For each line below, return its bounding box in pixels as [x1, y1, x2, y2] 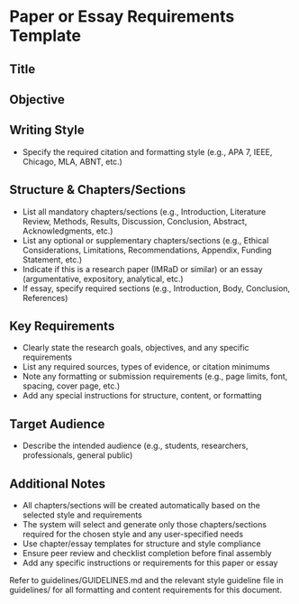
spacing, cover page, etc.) [22, 380, 121, 391]
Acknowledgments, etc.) [22, 225, 113, 236]
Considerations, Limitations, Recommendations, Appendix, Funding [22, 244, 272, 255]
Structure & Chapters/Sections [9, 182, 186, 197]
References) [22, 292, 68, 303]
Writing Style [9, 123, 85, 138]
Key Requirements [9, 318, 115, 334]
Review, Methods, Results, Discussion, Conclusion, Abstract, [22, 215, 248, 226]
